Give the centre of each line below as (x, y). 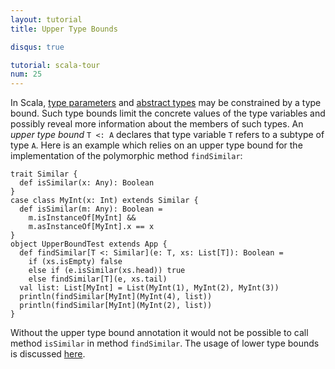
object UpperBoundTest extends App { (89, 244)
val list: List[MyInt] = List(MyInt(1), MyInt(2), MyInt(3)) (149, 288)
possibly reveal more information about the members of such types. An (157, 124)
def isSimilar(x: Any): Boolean (87, 183)
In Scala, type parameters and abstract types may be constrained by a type (166, 103)
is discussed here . (48, 354)
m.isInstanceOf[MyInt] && (82, 218)
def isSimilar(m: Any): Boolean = (91, 209)
